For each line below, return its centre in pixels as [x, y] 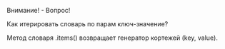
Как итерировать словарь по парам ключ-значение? [87, 24]
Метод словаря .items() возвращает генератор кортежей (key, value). [112, 38]
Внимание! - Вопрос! [39, 10]
